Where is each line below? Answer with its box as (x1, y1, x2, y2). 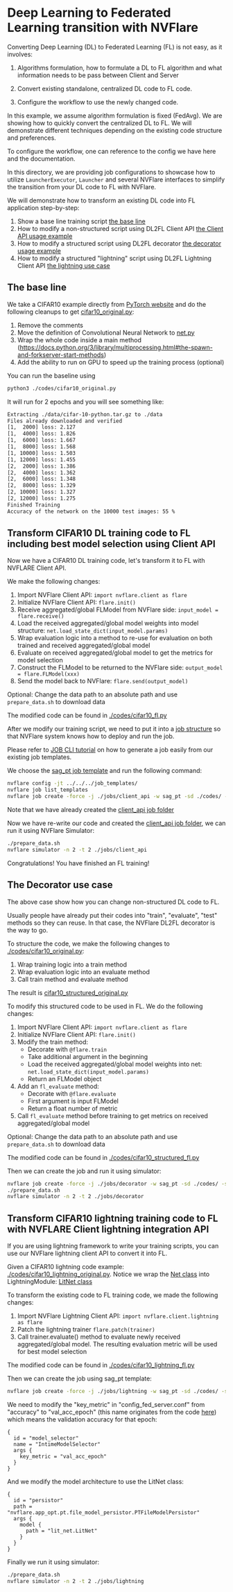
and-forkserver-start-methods (17, 350, 105, 359)
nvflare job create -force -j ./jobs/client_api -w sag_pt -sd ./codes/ (7, 793, 222, 800)
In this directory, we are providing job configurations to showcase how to (7, 168, 216, 176)
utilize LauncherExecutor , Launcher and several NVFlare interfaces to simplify (7, 175, 225, 184)
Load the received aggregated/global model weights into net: (27, 1060, 202, 1068)
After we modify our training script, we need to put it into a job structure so (7, 725, 221, 733)
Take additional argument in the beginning (27, 1052, 148, 1060)
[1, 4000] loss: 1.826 (7, 430, 76, 438)
